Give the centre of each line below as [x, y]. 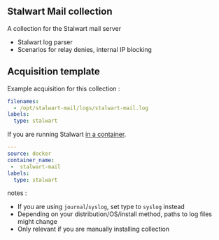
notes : [17, 193]
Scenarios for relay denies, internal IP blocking [85, 49]
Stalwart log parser [45, 42]
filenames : [23, 101]
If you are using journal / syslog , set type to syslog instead [101, 207]
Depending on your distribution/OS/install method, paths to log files [114, 214]
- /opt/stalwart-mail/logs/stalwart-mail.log [81, 108]
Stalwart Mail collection [60, 12]
